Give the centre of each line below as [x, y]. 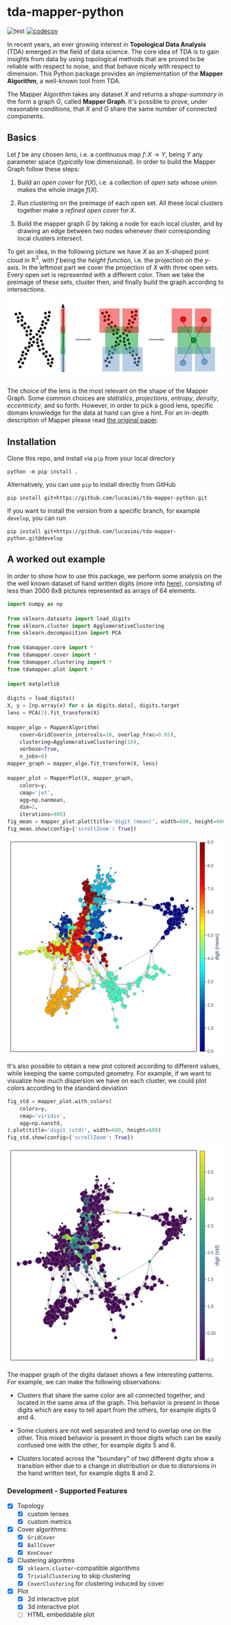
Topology [31, 1506]
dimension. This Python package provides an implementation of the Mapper [115, 74]
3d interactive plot [53, 1607]
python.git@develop [35, 538]
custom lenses [48, 1514]
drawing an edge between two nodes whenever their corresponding [114, 230]
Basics [22, 138]
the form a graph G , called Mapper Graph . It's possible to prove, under [107, 101]
